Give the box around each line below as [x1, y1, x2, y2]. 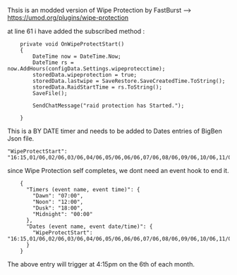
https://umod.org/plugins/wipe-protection [7, 13, 129, 22]
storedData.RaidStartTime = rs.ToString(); [32, 84, 162, 91]
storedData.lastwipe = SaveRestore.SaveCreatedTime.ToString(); [32, 77, 226, 84]
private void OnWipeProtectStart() [20, 41, 125, 48]
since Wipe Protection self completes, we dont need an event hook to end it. [7, 167, 229, 174]
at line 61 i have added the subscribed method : [7, 27, 145, 35]
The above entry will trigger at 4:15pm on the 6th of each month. [7, 260, 195, 268]
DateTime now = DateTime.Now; [32, 53, 121, 60]
